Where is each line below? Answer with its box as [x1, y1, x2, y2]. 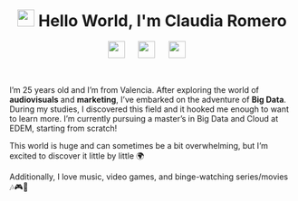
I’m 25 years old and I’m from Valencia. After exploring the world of [9, 84, 260, 95]
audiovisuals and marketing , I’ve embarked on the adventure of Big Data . [9, 94, 287, 105]
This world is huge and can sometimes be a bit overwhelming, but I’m [9, 140, 269, 151]
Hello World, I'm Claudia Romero [38, 11, 287, 32]
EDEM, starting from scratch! [9, 123, 118, 133]
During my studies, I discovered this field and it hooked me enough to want [9, 104, 290, 114]
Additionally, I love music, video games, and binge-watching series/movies [9, 171, 288, 182]
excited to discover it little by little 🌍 [9, 150, 145, 161]
